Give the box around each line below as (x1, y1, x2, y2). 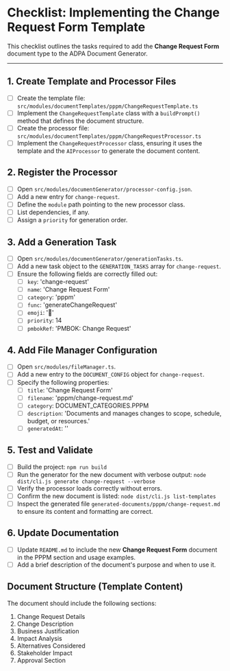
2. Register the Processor (7, 167, 118, 178)
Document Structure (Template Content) (7, 581, 183, 593)
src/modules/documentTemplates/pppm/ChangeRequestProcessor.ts (16, 132, 202, 140)
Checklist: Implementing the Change (7, 5, 220, 21)
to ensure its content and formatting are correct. (16, 508, 153, 515)
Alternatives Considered (16, 641, 86, 650)
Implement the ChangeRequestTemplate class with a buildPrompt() (16, 108, 201, 117)
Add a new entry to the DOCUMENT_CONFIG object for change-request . (16, 370, 205, 379)
